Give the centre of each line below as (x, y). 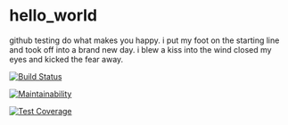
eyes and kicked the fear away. (66, 59)
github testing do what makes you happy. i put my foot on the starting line (144, 40)
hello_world (53, 16)
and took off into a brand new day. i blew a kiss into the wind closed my (140, 49)
